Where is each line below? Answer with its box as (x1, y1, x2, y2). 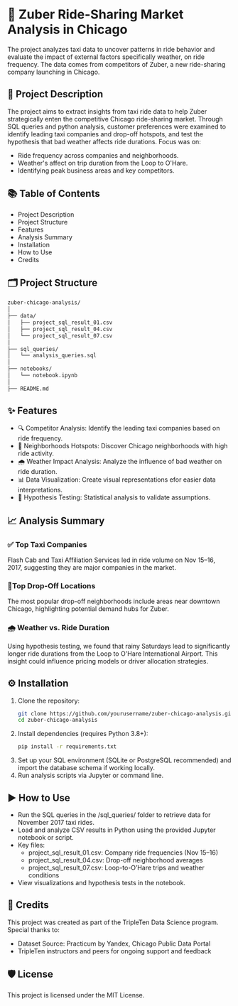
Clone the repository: (17, 696, 80, 705)
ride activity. (17, 449, 55, 458)
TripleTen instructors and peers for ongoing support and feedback (17, 946, 212, 955)
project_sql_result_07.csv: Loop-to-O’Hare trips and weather (28, 863, 205, 872)
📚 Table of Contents (7, 188, 101, 200)
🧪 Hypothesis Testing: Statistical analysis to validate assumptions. (17, 493, 211, 502)
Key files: (17, 840, 45, 849)
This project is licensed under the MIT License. (7, 990, 145, 999)
